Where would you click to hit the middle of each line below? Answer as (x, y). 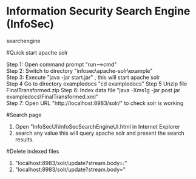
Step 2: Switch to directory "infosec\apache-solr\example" (79, 70)
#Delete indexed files (33, 151)
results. (25, 139)
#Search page (24, 115)
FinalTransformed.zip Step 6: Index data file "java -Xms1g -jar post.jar (93, 90)
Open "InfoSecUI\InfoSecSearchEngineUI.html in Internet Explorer (97, 126)
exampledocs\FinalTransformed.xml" (52, 96)
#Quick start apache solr (37, 52)
